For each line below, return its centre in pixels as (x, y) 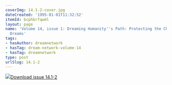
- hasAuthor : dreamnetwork (34, 43)
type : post (17, 57)
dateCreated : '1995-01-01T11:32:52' (44, 15)
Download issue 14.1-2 (34, 77)
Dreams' (18, 34)
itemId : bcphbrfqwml (27, 19)
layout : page (19, 24)
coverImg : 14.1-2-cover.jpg (35, 10)
